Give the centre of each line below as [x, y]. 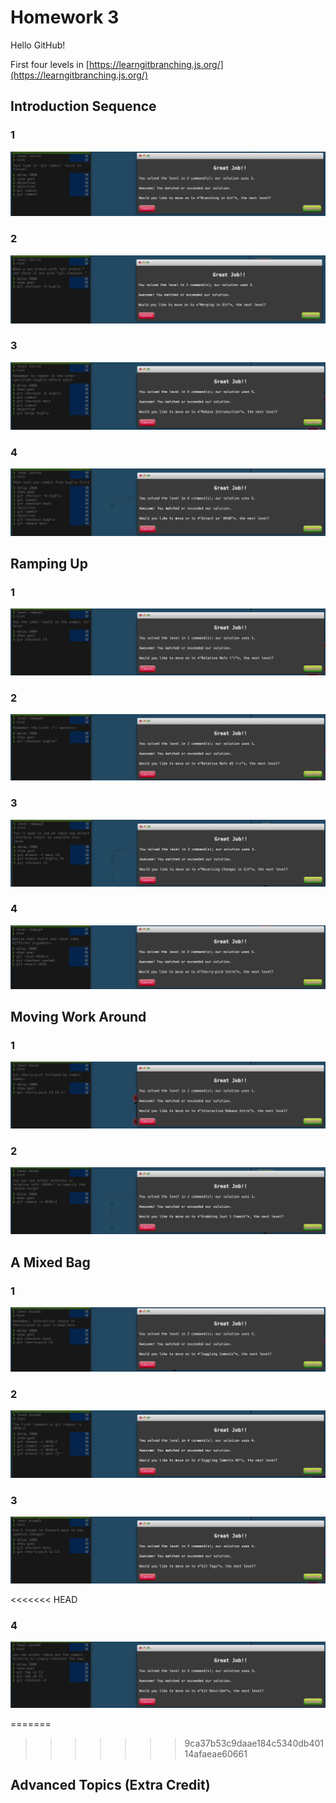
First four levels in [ [50, 64]
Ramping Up [49, 564]
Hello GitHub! [38, 45]
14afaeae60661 [216, 1753]
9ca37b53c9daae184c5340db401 [254, 1743]
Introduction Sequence [83, 106]
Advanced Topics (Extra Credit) [110, 1785]
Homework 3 [65, 17]
